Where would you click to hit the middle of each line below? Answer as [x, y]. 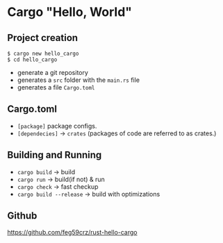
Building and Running [55, 155]
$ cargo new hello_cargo [43, 53]
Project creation [43, 38]
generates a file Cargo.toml [56, 87]
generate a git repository [53, 73]
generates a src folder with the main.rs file [79, 80]
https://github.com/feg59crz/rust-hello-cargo [72, 233]
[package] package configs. [57, 126]
